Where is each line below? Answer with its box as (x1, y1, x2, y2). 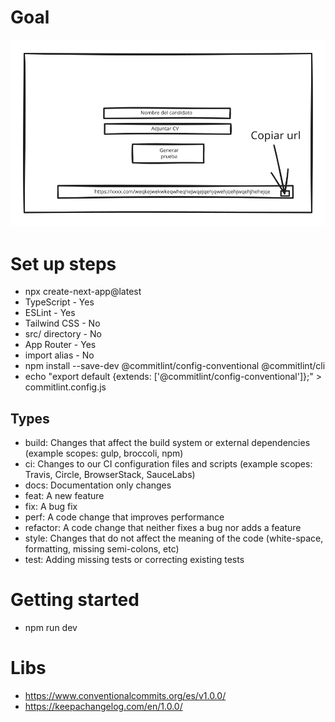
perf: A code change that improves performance (24, 511, 225, 523)
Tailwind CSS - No (24, 317, 101, 330)
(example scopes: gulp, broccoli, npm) (24, 447, 184, 460)
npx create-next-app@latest (24, 286, 142, 298)
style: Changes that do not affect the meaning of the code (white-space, (24, 532, 324, 545)
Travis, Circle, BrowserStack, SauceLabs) (24, 469, 196, 481)
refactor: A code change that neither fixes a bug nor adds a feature (24, 522, 302, 534)
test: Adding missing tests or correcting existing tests (24, 554, 245, 566)
